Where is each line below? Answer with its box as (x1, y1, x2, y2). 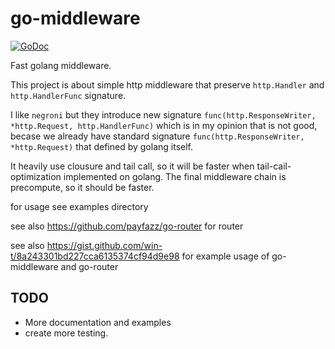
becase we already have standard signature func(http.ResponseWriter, (10, 130, 305, 142)
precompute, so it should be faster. (10, 181, 155, 193)
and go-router (60, 260, 119, 272)
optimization (10, 170, 62, 182)
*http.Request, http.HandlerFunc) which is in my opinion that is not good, (10, 119, 318, 131)
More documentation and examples (24, 316, 172, 328)
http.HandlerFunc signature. (10, 89, 127, 101)
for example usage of (181, 250, 270, 262)
